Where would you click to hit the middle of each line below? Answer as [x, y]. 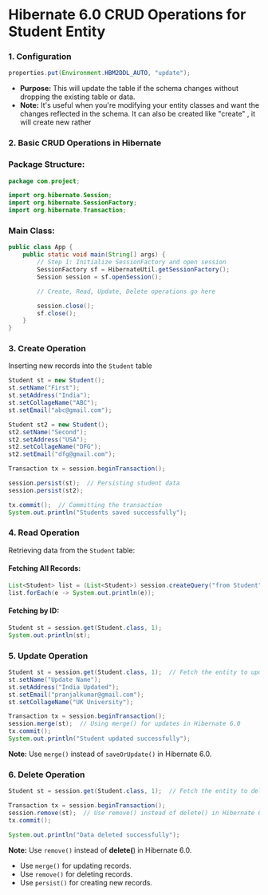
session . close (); [65, 306]
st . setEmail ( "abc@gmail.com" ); [60, 410]
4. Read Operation [44, 533]
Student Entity [57, 32]
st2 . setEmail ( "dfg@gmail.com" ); [62, 454]
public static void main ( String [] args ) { [94, 255]
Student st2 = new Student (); [59, 425]
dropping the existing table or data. [77, 97]
